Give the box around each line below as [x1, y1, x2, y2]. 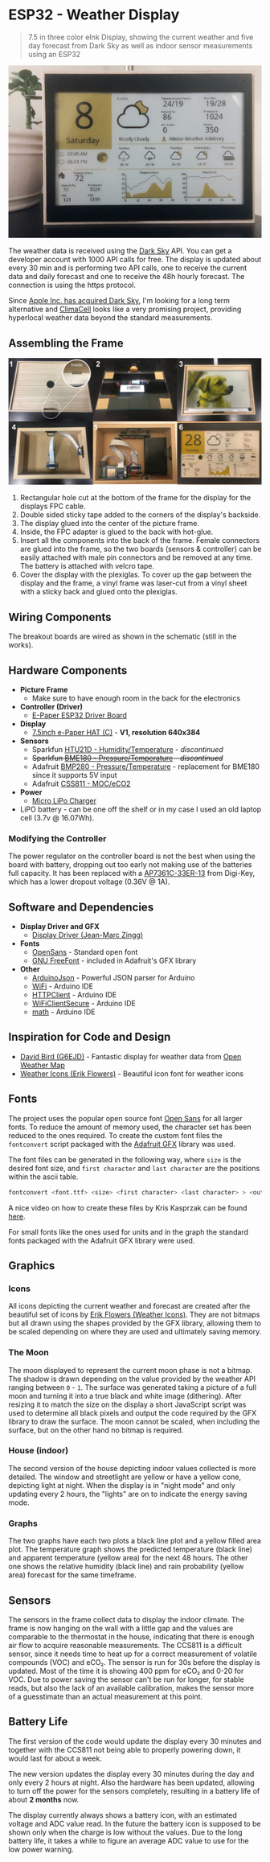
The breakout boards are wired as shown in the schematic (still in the [8, 631, 237, 641]
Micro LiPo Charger [31, 795, 96, 805]
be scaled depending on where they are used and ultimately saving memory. [8, 1327, 262, 1337]
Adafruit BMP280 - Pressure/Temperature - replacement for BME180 [31, 762, 260, 771]
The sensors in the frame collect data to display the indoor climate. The [8, 1614, 245, 1624]
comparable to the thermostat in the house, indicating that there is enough [8, 1631, 255, 1642]
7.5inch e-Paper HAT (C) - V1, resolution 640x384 [31, 727, 201, 737]
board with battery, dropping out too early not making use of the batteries [8, 860, 252, 869]
